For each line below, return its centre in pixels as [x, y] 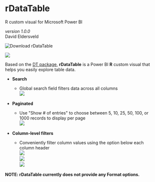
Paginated [23, 103]
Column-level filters [33, 133]
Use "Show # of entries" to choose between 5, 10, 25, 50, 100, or [84, 113]
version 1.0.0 [18, 31]
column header [34, 148]
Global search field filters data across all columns [68, 88]
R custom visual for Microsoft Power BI [44, 22]
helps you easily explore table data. [40, 69]
